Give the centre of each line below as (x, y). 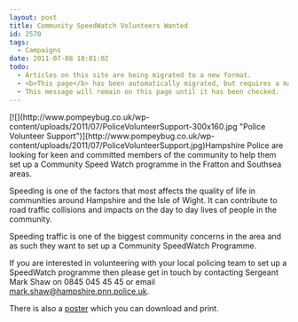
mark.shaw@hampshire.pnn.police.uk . (79, 291)
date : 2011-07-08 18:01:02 (59, 59)
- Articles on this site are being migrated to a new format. (134, 75)
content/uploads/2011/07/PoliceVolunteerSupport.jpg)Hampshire (127, 145)
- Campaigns (39, 51)
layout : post (33, 17)
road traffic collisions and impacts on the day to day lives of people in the (143, 209)
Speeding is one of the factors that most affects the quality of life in (132, 191)
